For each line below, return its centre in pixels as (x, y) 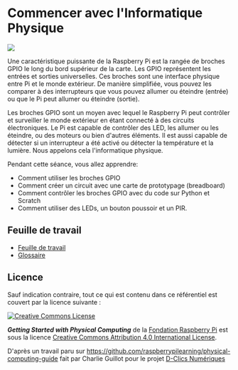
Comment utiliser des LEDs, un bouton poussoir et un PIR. (102, 208)
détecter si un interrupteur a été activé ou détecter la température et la (110, 143)
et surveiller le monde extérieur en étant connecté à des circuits (101, 120)
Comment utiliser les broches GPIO (69, 178)
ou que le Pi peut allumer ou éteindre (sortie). (74, 99)
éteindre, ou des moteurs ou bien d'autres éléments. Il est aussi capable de (117, 135)
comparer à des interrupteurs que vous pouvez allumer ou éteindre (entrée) (118, 91)
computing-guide (33, 358)
